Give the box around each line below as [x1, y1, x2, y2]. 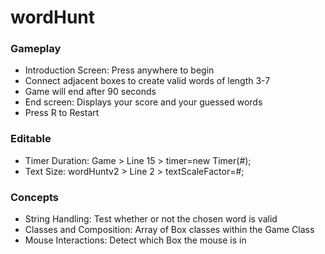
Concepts [10, 190, 60, 204]
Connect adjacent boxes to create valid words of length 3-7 [24, 75, 271, 87]
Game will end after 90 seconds [24, 86, 157, 98]
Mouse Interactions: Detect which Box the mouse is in [24, 234, 247, 246]
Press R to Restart [24, 107, 100, 119]
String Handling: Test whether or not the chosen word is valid [24, 213, 278, 225]
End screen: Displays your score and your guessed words [24, 96, 263, 108]
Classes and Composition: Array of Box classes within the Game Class [24, 224, 315, 236]
